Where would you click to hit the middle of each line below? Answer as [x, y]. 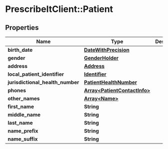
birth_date [20, 50]
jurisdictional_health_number [43, 82]
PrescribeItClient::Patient [59, 9]
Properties [22, 28]
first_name [21, 107]
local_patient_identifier [36, 74]
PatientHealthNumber [111, 82]
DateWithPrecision [107, 50]
